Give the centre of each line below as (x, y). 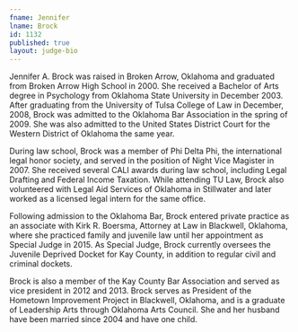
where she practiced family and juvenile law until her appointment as (136, 235)
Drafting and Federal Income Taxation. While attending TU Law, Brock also (147, 179)
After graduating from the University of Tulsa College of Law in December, (147, 105)
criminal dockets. (41, 264)
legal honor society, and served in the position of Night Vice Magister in (142, 161)
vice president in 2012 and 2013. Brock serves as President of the (131, 291)
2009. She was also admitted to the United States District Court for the (140, 124)
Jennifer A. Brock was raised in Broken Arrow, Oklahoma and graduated (142, 76)
